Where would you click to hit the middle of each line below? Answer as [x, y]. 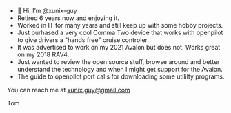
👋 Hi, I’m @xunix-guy [47, 11]
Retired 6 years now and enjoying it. [68, 18]
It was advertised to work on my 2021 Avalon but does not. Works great [119, 47]
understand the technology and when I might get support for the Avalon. [120, 69]
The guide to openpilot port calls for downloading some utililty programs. [121, 76]
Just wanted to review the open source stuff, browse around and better [118, 62]
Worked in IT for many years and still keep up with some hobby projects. [120, 25]
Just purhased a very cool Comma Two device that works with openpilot [120, 32]
